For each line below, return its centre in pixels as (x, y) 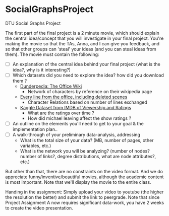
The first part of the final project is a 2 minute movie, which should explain (82, 33)
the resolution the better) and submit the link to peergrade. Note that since (82, 197)
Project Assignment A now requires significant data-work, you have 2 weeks (85, 203)
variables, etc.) (36, 146)
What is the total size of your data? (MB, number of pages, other (87, 140)
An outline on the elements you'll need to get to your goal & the (78, 124)
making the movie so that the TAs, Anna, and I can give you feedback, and (82, 43)
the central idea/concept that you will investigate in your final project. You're (84, 38)
